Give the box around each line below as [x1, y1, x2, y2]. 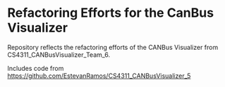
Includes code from [7, 64, 64, 72]
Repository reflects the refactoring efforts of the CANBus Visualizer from [7, 43, 219, 51]
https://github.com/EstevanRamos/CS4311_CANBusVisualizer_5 [7, 72, 191, 80]
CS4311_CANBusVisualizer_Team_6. [7, 51, 111, 59]
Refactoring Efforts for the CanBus [7, 5, 214, 21]
